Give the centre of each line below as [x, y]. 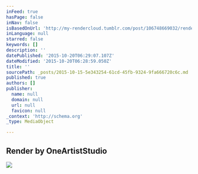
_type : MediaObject [30, 122]
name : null [25, 94]
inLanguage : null [27, 34]
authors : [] [21, 83]
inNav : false [22, 22]
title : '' [18, 67]
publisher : [19, 89]
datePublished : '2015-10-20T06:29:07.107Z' [60, 56]
